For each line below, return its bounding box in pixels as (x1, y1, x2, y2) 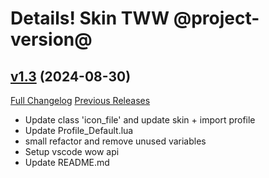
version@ (10, 28, 93, 51)
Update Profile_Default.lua (24, 125, 134, 136)
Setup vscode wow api (24, 146, 120, 157)
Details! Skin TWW (10, 7, 170, 30)
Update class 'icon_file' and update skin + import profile (24, 114, 256, 126)
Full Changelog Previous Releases (10, 95, 151, 106)
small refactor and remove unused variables (24, 135, 207, 147)
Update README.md (24, 157, 110, 168)
